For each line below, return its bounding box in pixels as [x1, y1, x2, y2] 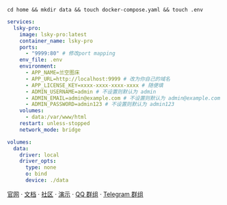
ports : [19, 44, 38, 51]
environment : [19, 63, 57, 70]
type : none [25, 164, 57, 171]
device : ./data [25, 177, 69, 184]
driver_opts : [19, 158, 57, 165]
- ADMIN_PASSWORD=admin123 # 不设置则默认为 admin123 [25, 101, 175, 108]
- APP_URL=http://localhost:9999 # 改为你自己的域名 [25, 75, 171, 82]
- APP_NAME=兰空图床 [25, 69, 80, 76]
